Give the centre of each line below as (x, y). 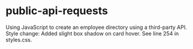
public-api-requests (57, 11)
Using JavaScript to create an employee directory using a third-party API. (96, 27)
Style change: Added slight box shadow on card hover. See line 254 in (92, 33)
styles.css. (19, 40)
